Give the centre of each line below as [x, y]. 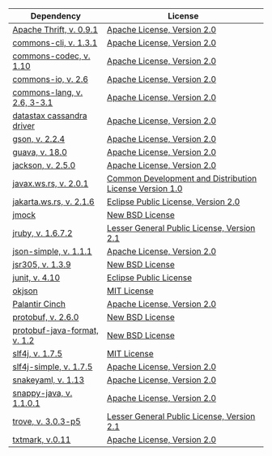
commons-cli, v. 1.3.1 [55, 43]
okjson [25, 291]
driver [23, 126]
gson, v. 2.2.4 [39, 139]
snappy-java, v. [42, 393]
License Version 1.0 [144, 188]
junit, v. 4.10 [36, 277]
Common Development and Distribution [182, 179]
